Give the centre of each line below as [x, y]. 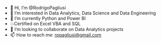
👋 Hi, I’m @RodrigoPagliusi [38, 8]
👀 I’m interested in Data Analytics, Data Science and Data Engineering [83, 13]
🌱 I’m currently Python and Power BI [48, 18]
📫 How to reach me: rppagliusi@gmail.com [56, 35]
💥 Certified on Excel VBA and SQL [45, 23]
